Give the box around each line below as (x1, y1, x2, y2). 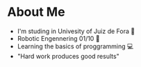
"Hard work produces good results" (17, 52, 119, 60)
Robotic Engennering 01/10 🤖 (17, 34, 100, 42)
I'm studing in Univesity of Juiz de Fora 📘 (17, 27, 135, 35)
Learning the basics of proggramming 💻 (17, 42, 134, 50)
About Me (7, 4, 65, 20)
